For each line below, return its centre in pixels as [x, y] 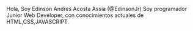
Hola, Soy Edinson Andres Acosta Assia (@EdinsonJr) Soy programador [97, 9]
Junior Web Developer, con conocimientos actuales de [75, 15]
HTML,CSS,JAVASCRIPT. [38, 22]
